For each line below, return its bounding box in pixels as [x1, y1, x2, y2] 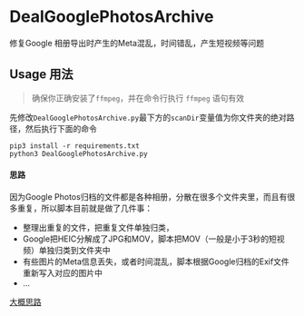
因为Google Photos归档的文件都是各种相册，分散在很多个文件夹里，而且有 [9, 191, 288, 202]
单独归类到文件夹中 [38, 244, 111, 255]
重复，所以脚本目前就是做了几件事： [16, 202, 152, 213]
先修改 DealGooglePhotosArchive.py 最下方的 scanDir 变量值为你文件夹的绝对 [9, 112, 288, 123]
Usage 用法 [9, 66, 74, 83]
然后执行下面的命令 [25, 123, 97, 133]
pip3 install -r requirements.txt [9, 141, 141, 151]
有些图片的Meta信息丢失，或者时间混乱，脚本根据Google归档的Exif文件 [22, 256, 290, 267]
